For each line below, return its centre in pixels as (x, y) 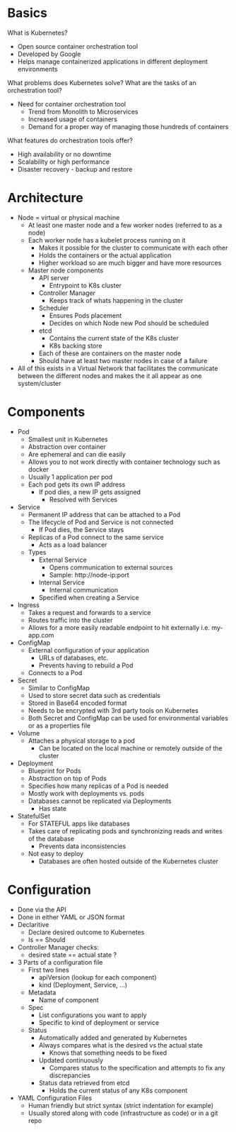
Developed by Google (49, 54)
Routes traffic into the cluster (70, 620)
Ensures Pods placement (85, 315)
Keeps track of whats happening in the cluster (116, 300)
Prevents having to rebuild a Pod (86, 665)
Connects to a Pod (55, 672)
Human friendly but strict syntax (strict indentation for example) (121, 1105)
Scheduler (54, 308)
